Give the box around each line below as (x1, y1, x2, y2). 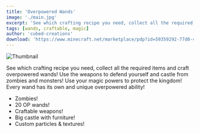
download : (6, 36, 31, 42)
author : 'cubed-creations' (6, 31, 73, 37)
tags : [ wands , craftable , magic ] (6, 25, 89, 32)
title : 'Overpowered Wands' (6, 8, 76, 15)
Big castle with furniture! (14, 114, 76, 121)
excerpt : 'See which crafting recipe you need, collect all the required (6, 20, 193, 26)
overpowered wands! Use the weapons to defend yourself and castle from (6, 71, 189, 78)
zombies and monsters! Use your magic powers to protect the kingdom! (6, 77, 182, 84)
